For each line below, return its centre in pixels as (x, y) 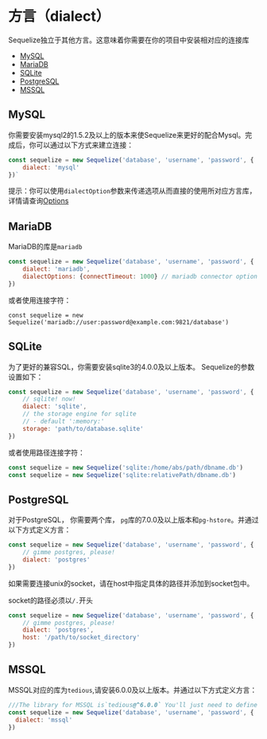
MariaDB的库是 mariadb (45, 247)
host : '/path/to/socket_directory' (81, 638)
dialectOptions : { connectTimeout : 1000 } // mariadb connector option (140, 276)
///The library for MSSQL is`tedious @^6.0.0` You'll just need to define (133, 705)
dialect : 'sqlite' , (55, 407)
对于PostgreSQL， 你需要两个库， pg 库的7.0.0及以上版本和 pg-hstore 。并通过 (133, 520)
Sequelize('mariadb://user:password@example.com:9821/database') (118, 322)
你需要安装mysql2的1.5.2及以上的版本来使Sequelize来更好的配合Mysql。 (127, 135)
